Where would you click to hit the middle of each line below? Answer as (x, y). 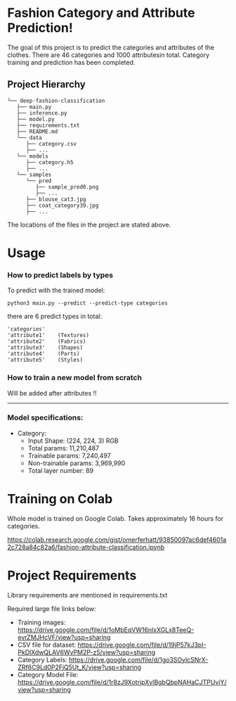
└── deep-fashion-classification (56, 101)
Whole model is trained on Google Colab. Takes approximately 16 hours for (115, 518)
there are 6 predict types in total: (55, 316)
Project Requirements (72, 575)
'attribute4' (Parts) (44, 354)
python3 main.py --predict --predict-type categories (88, 303)
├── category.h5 (50, 162)
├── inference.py (42, 113)
